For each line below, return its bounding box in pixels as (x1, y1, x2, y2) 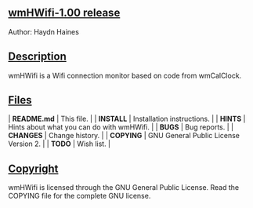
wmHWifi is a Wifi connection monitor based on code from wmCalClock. (8, 71, 242, 80)
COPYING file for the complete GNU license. (8, 192, 151, 201)
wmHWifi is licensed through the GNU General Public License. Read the (8, 183, 240, 192)
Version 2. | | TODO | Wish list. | (8, 139, 111, 148)
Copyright (8, 162, 59, 175)
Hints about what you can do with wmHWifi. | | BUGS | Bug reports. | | (8, 122, 233, 132)
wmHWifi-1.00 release (8, 6, 121, 20)
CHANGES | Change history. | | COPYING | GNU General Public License (8, 131, 240, 140)
